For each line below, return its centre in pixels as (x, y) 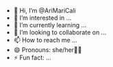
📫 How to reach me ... (45, 40)
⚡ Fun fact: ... (32, 57)
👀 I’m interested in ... (42, 18)
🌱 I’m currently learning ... (50, 25)
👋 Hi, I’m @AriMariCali (45, 11)
